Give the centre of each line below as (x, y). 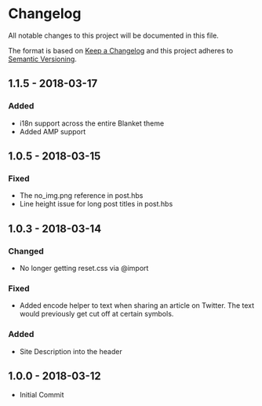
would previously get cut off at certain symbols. (96, 314)
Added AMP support (53, 131)
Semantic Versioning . (42, 59)
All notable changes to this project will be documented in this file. (114, 35)
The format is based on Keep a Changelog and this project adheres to (121, 50)
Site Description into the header (71, 351)
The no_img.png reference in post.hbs (81, 196)
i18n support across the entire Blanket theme (92, 123)
